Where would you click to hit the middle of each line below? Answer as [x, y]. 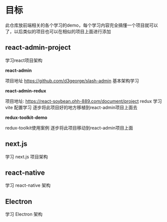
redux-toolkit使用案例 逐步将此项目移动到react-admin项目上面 [69, 128]
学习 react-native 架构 [28, 185]
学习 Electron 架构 [24, 214]
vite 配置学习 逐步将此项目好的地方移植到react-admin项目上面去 [71, 107]
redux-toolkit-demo [26, 117]
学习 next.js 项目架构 [27, 157]
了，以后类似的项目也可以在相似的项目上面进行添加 [58, 31]
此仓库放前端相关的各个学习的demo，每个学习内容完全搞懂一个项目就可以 [82, 25]
